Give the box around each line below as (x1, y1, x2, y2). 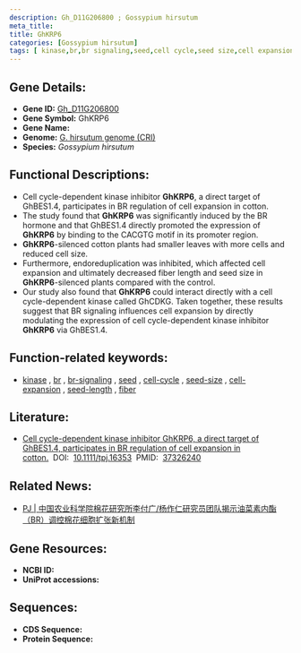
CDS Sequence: (21, 623, 83, 634)
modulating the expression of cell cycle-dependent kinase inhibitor (21, 314, 270, 325)
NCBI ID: (21, 565, 56, 575)
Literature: (9, 409, 70, 425)
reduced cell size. (21, 248, 88, 259)
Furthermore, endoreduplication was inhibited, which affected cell (21, 257, 266, 269)
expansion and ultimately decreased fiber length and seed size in (21, 267, 263, 278)
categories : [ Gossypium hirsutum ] (9, 38, 139, 47)
